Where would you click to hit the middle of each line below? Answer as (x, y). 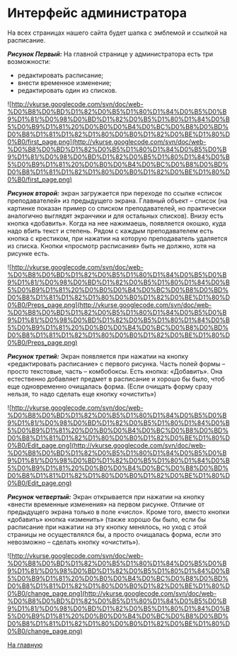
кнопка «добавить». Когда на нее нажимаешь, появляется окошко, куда (117, 223)
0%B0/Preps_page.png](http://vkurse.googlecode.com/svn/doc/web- (110, 305)
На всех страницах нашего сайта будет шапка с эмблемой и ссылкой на (117, 33)
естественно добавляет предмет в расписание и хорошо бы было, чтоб (116, 379)
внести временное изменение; (64, 82)
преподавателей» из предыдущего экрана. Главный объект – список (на (117, 201)
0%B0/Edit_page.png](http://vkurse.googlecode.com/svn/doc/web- (107, 445)
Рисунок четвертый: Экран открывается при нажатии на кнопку (106, 496)
